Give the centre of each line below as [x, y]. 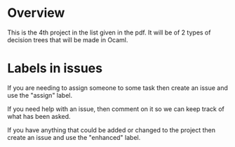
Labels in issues [55, 69]
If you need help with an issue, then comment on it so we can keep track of [116, 109]
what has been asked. [39, 116]
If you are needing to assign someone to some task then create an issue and [117, 88]
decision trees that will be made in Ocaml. [68, 39]
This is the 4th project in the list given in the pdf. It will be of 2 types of [109, 32]
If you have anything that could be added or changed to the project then [112, 130]
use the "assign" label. [40, 95]
